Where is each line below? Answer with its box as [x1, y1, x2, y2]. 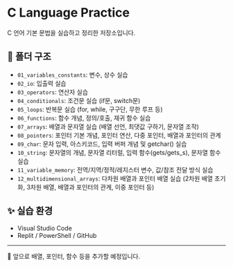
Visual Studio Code [17, 223, 73, 232]
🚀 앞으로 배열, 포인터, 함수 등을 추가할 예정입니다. [7, 252, 141, 260]
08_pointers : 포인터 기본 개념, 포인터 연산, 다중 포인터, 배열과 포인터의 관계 [17, 131, 221, 139]
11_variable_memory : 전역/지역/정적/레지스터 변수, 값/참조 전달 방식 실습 [17, 165, 214, 174]
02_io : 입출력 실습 [17, 79, 67, 87]
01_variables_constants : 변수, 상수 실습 [17, 71, 128, 79]
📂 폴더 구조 [7, 50, 52, 63]
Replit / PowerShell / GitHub [17, 231, 97, 239]
